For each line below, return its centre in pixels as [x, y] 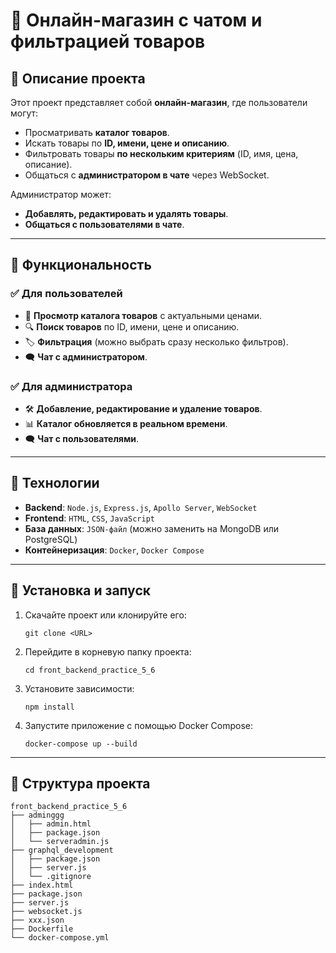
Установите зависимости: [79, 688]
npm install [49, 707]
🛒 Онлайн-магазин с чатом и [136, 20]
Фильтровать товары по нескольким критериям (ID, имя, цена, [161, 153]
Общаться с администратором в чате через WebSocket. [147, 175]
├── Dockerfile [42, 929]
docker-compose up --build [81, 744]
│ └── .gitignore [51, 877]
